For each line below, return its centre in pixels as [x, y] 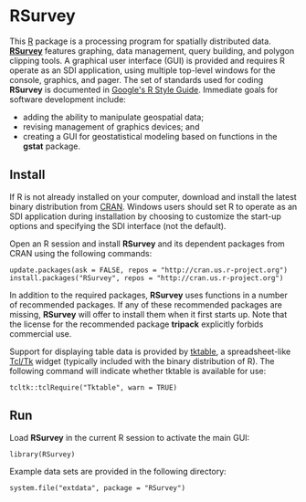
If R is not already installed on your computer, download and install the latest [153, 196]
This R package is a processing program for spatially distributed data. [140, 41]
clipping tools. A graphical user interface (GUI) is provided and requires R [148, 60]
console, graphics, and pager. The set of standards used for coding [137, 79]
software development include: [68, 99]
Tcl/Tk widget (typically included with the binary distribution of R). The [142, 361]
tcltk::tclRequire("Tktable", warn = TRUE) [94, 387]
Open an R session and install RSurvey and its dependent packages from [147, 244]
